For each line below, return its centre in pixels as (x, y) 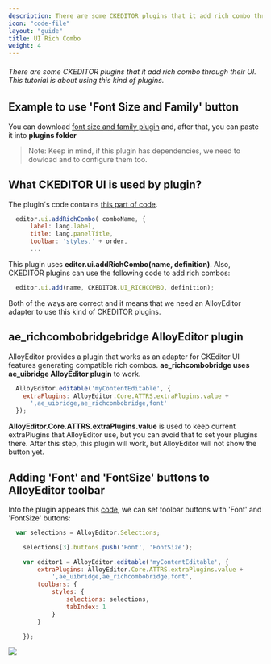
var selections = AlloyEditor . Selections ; (88, 532)
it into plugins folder (42, 135)
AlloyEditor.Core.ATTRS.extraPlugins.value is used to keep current (122, 426)
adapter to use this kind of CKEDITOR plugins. (85, 311)
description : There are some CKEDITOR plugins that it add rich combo (129, 16)
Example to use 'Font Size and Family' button (124, 107)
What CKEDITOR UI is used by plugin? (105, 185)
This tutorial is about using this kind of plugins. (86, 80)
